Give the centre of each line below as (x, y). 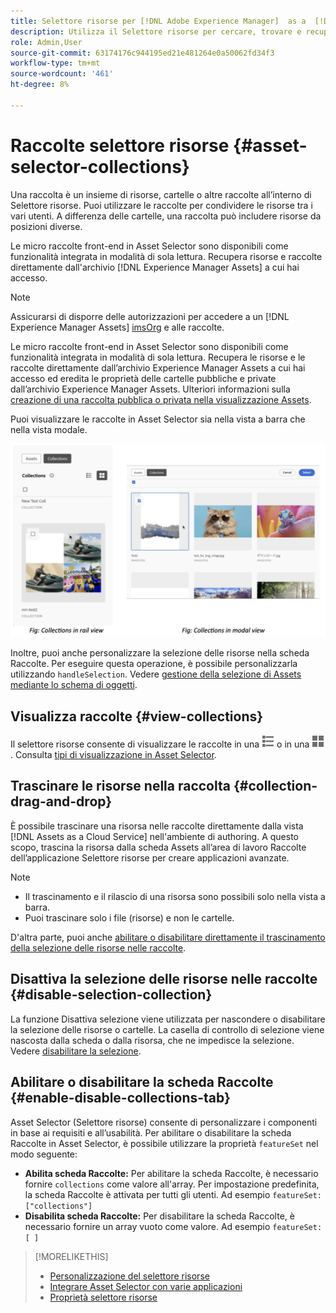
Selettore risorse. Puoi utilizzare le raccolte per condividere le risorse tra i (161, 205)
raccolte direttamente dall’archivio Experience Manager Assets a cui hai (158, 367)
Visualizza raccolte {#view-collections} (137, 716)
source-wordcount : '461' (62, 74)
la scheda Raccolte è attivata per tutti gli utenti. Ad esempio (147, 1194)
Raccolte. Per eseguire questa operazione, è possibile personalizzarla (154, 664)
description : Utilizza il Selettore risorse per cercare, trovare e (156, 31)
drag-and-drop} (61, 801)
